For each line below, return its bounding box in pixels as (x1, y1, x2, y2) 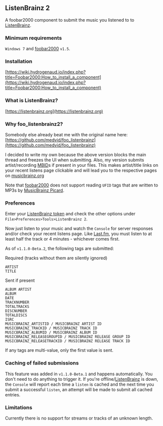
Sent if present (5, 277, 35, 283)
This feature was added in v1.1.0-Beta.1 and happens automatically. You (5, 371, 153, 377)
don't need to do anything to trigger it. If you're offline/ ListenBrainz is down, (5, 376, 158, 382)
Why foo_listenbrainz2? (5, 121, 63, 127)
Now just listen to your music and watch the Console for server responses (5, 226, 153, 232)
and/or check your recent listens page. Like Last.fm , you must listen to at (5, 231, 152, 237)
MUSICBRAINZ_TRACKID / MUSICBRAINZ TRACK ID (5, 326, 97, 331)
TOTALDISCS (5, 313, 27, 318)
